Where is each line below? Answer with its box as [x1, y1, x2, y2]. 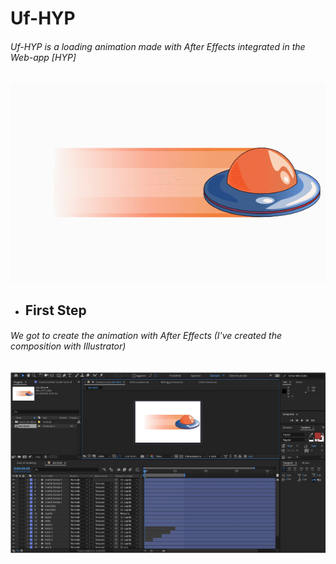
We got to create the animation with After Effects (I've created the [10, 330, 283, 342]
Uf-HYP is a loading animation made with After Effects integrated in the [10, 40, 306, 52]
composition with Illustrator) [10, 340, 127, 352]
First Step [24, 302, 87, 319]
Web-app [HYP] [10, 51, 77, 63]
